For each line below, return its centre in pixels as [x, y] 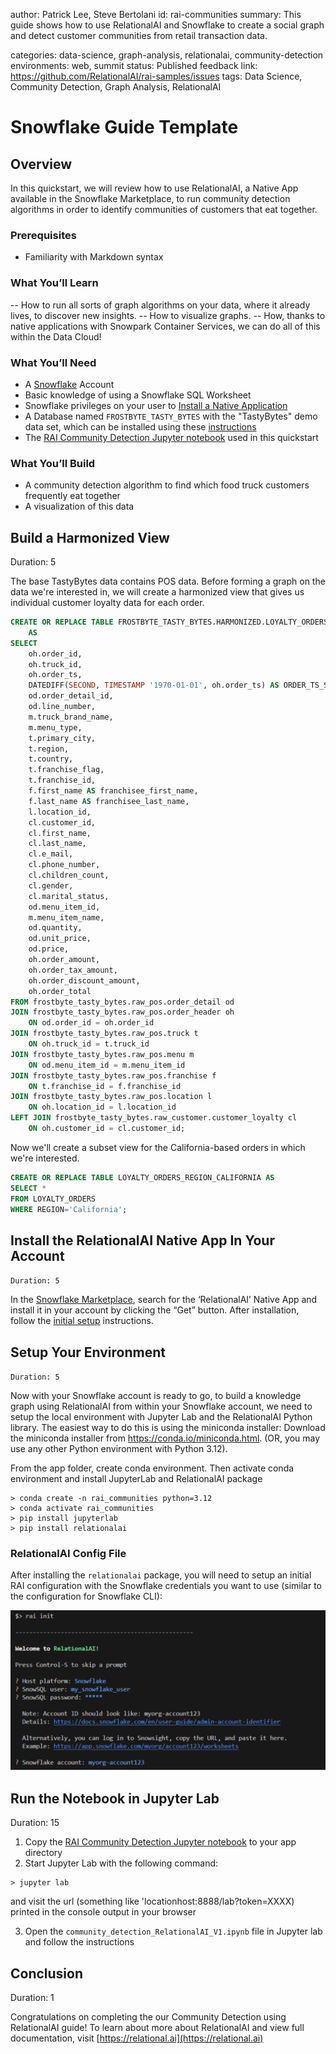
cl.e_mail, [51, 854]
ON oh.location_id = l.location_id [102, 1107]
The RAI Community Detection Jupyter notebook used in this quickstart [171, 437]
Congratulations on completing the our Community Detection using [148, 2017]
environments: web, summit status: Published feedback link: [134, 65]
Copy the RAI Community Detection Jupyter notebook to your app [160, 1842]
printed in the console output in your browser [103, 1912]
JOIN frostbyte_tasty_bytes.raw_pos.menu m [102, 1054]
